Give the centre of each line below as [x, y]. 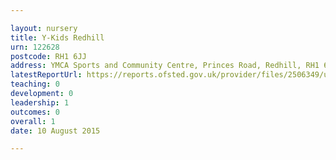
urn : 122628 [35, 47]
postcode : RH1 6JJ [48, 56]
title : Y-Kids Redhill [57, 37]
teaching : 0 [35, 84]
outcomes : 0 [35, 112]
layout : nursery [44, 28]
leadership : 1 [40, 102]
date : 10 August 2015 [55, 131]
